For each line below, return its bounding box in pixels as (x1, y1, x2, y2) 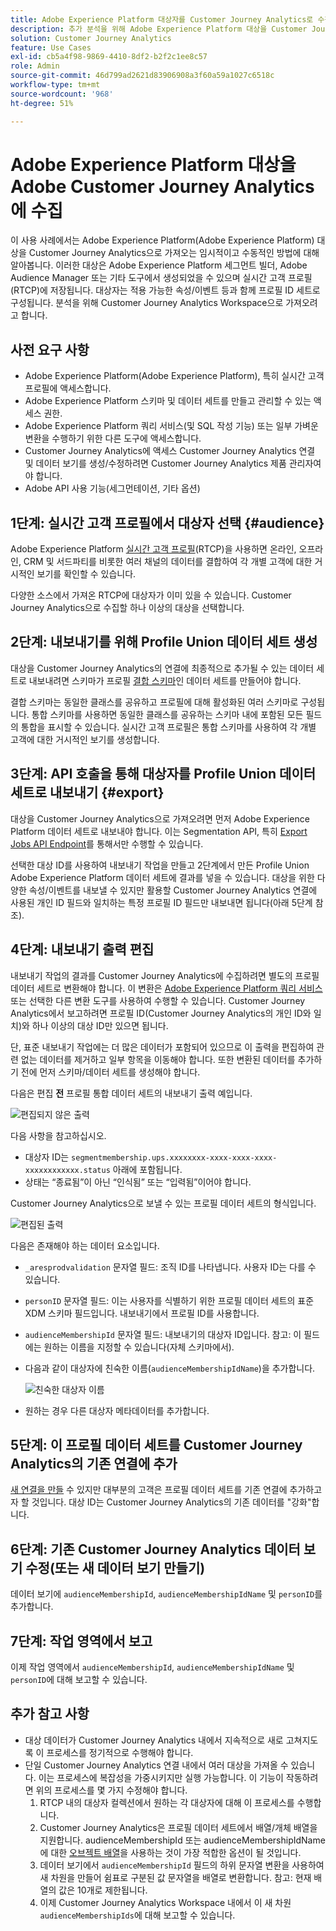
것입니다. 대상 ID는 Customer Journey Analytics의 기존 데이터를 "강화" (31, 1496, 312, 1508)
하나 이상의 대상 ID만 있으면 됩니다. (31, 1019, 169, 1031)
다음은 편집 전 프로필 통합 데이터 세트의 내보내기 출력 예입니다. (10, 1087, 253, 1099)
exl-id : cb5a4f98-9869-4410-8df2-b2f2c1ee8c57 (10, 52, 208, 62)
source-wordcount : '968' (10, 89, 114, 99)
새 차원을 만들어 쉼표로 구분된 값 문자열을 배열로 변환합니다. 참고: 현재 (39, 1871, 312, 1883)
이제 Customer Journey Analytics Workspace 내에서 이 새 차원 (39, 1896, 292, 1908)
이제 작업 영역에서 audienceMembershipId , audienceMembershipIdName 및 (10, 1661, 295, 1673)
